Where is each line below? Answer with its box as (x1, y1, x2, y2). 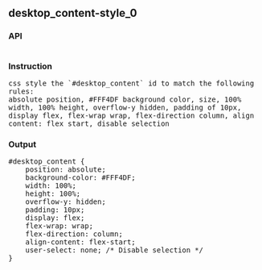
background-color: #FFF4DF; (25, 173, 136, 182)
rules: (8, 86, 35, 96)
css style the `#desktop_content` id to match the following (8, 78, 255, 88)
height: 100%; (25, 189, 81, 198)
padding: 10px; (25, 206, 85, 214)
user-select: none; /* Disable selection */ (25, 246, 203, 255)
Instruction (8, 60, 53, 72)
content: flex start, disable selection (8, 118, 170, 128)
